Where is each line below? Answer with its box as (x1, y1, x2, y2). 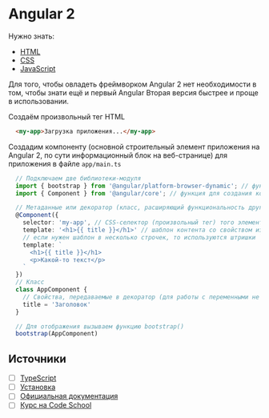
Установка (19, 382, 56, 392)
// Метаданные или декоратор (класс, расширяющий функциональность (15, 203, 246, 212)
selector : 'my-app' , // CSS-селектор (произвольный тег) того (22, 219, 235, 227)
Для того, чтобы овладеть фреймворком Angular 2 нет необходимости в (8, 79, 257, 89)
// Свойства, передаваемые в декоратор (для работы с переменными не (22, 293, 260, 301)
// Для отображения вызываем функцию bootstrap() (15, 322, 184, 331)
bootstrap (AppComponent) (15, 330, 98, 338)
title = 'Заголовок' (22, 300, 91, 308)
